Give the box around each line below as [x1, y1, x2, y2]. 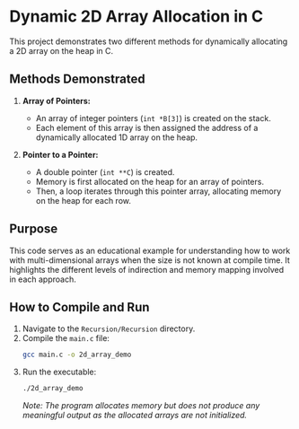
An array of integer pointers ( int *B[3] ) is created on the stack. [35, 112, 271, 123]
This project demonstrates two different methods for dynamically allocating [9, 36, 288, 47]
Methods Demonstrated [9, 72, 145, 87]
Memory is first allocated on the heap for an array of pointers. [35, 176, 265, 187]
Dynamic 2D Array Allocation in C [9, 6, 263, 27]
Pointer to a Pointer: [22, 149, 99, 160]
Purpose [9, 222, 58, 237]
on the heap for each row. [35, 195, 132, 206]
